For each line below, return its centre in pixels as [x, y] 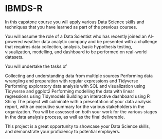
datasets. [14, 57]
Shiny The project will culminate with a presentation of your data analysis [78, 101]
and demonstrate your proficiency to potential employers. [63, 131]
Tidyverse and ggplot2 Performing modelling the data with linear [70, 91]
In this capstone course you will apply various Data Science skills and [75, 22]
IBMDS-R [24, 8]
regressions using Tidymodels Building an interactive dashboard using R [77, 96]
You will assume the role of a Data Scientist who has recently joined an [76, 36]
